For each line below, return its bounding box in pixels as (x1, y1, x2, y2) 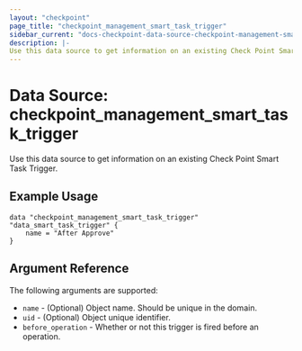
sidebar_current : (9, 30, 75, 39)
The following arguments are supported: (9, 284, 159, 295)
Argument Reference (9, 261, 129, 276)
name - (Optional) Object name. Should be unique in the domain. (22, 302, 258, 313)
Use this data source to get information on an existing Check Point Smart (9, 154, 280, 165)
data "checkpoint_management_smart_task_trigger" (9, 212, 200, 221)
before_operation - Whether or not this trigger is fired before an (22, 321, 259, 332)
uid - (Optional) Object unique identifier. (22, 311, 171, 322)
